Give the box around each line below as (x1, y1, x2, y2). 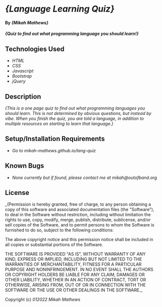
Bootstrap (12, 73, 32, 79)
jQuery (12, 79, 26, 84)
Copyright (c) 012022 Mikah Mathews (5, 297, 81, 303)
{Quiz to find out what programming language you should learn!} (5, 31, 139, 37)
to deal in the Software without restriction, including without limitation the (5, 212, 151, 218)
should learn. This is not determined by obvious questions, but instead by (5, 111, 151, 116)
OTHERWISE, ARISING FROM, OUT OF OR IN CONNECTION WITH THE (5, 282, 146, 288)
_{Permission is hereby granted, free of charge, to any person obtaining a (5, 201, 151, 207)
